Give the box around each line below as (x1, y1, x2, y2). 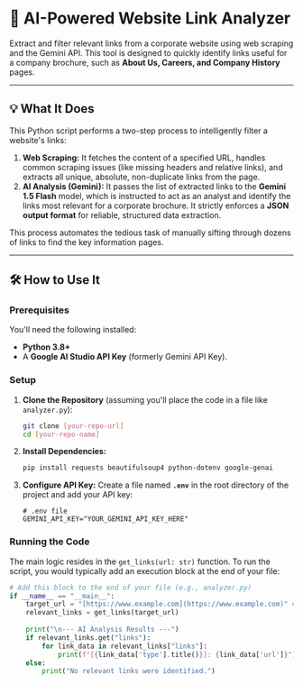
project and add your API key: (22, 489, 133, 500)
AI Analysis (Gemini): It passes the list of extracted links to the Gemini (22, 180, 287, 192)
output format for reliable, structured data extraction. (22, 209, 222, 220)
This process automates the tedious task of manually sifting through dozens (9, 227, 291, 238)
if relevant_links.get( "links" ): (25, 633, 151, 643)
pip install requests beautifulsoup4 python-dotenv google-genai (22, 463, 273, 472)
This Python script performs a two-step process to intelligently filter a (9, 125, 269, 136)
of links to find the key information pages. (9, 236, 164, 247)
